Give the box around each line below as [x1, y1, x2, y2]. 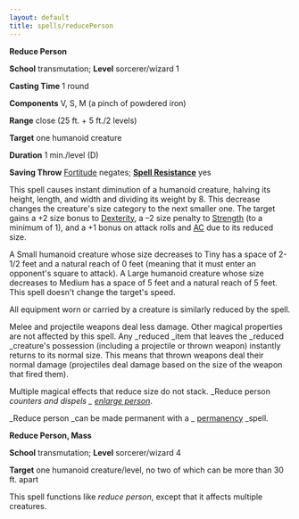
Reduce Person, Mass [9, 430, 92, 441]
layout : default [9, 12, 70, 22]
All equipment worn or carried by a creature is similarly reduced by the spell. [9, 304, 291, 315]
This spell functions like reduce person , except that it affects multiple [9, 491, 263, 502]
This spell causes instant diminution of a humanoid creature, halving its [9, 184, 270, 194]
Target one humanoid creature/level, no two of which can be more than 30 [9, 465, 284, 475]
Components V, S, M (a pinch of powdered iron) [9, 97, 187, 108]
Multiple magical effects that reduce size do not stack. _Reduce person [9, 385, 270, 397]
